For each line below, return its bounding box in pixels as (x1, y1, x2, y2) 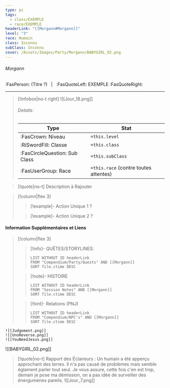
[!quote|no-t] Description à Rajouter (17, 183, 93, 189)
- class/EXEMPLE (10, 17, 44, 22)
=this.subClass (90, 153, 127, 159)
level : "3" (5, 31, 28, 36)
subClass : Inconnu (5, 45, 44, 50)
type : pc (5, 7, 24, 13)
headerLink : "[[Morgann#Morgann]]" (5, 26, 80, 31)
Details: (17, 107, 34, 113)
